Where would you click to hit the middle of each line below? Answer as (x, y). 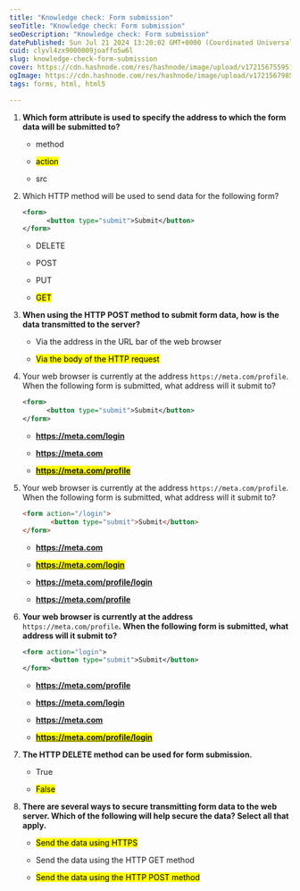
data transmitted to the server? (81, 325)
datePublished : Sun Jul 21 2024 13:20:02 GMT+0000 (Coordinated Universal (151, 42)
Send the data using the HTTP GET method (115, 860)
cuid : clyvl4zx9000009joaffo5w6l (71, 51)
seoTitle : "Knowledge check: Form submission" (97, 26)
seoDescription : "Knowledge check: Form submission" (109, 34)
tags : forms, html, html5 (57, 84)
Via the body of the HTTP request (97, 359)
